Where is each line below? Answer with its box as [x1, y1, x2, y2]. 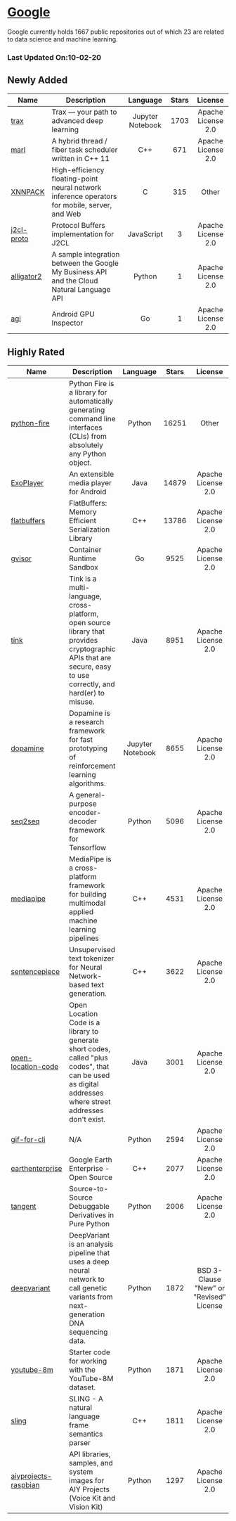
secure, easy [69, 662, 112, 672]
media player [69, 478, 112, 488]
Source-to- [69, 1184, 109, 1194]
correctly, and [69, 679, 115, 689]
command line [69, 414, 116, 424]
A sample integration [51, 249, 120, 259]
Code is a [69, 1018, 100, 1027]
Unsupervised [69, 945, 116, 955]
